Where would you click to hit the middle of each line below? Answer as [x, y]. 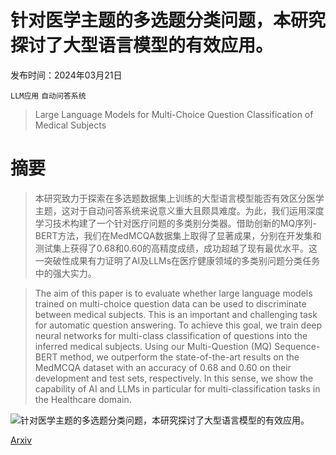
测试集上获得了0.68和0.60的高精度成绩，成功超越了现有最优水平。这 [176, 248]
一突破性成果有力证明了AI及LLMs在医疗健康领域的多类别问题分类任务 [177, 260]
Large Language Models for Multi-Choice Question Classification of [174, 114]
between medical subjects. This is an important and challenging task [176, 314]
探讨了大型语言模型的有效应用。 [142, 45]
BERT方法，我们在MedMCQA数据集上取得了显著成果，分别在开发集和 [178, 235]
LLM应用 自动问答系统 [48, 96]
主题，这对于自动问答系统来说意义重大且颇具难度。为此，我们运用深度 [179, 210]
